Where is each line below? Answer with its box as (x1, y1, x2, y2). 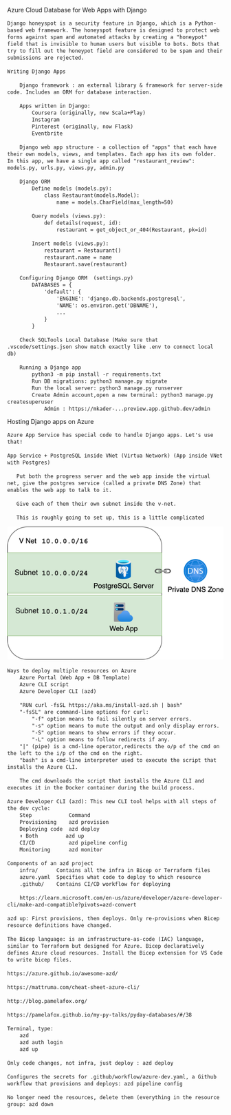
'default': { (43, 288, 81, 295)
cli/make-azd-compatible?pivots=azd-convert (7, 901, 137, 908)
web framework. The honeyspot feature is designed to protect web (25, 27, 220, 34)
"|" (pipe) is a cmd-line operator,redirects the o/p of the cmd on (19, 743, 220, 750)
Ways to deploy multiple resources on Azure (7, 667, 137, 674)
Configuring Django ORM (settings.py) (19, 275, 134, 282)
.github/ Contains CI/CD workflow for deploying (19, 880, 170, 887)
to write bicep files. (7, 956, 72, 963)
